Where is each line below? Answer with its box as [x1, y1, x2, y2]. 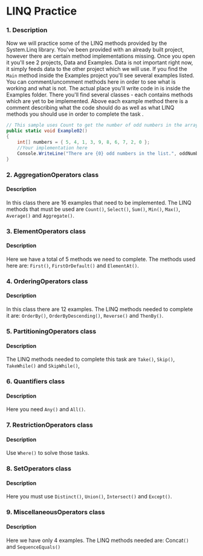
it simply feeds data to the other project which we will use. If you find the [6, 65, 187, 73]
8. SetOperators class [6, 464, 71, 473]
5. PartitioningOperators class [6, 327, 97, 335]
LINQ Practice [6, 4, 77, 18]
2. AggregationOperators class [6, 170, 99, 179]
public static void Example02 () [6, 128, 88, 134]
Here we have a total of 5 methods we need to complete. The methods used [6, 255, 196, 263]
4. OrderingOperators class [6, 277, 89, 286]
